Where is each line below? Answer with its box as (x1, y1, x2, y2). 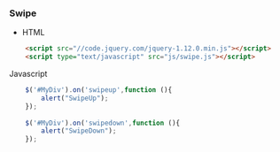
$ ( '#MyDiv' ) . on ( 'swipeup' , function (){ (25, 86, 173, 95)
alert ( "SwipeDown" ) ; (41, 126, 117, 135)
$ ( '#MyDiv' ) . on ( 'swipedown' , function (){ (25, 118, 180, 127)
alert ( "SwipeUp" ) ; (41, 94, 109, 103)
